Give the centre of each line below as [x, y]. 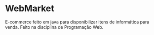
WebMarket [30, 9]
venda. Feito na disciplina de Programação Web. [54, 27]
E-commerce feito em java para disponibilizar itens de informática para [77, 22]
